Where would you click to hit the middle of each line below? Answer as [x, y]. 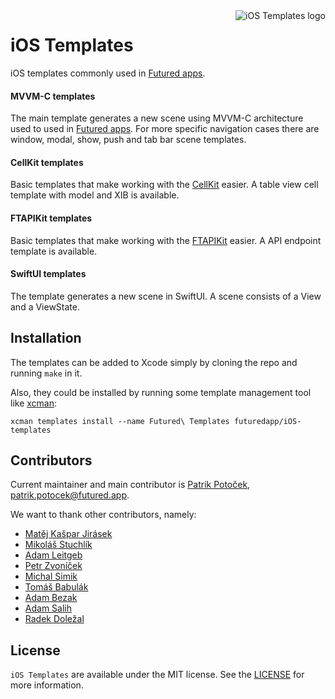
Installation [46, 338]
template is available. [54, 251]
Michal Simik [51, 576]
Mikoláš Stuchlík [58, 545]
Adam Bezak [51, 598]
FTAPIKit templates [51, 218]
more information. [47, 685]
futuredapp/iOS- [267, 421]
